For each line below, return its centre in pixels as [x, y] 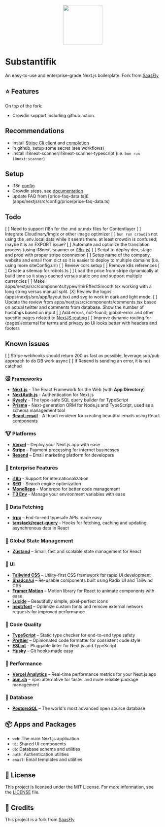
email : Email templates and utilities [47, 760]
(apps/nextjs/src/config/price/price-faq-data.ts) [61, 201]
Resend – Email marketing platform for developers [63, 455]
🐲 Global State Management [39, 541]
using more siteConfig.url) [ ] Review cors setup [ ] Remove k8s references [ [82, 265]
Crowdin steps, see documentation [48, 191]
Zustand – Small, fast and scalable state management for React [77, 552]
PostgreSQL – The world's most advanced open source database [79, 708]
